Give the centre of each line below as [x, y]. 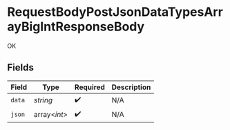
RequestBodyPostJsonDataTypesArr [115, 12]
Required [90, 87]
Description [131, 87]
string [43, 100]
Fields [21, 67]
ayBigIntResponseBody [76, 27]
